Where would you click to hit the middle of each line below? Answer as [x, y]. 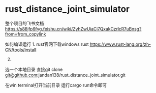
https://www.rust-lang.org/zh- [120, 44]
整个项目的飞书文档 [25, 23]
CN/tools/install [21, 50]
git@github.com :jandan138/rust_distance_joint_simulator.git [65, 75]
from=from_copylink [26, 34]
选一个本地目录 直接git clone [34, 69]
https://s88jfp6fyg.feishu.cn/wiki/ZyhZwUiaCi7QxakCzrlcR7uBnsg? [73, 29]
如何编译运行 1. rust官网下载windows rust [47, 44]
